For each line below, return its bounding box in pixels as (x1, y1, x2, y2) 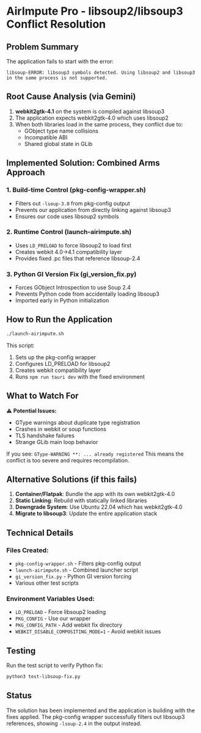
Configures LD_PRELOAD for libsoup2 (15, 360, 111, 367)
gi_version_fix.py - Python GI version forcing (15, 573, 132, 580)
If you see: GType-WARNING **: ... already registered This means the (6, 450, 185, 458)
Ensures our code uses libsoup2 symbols (15, 213, 119, 220)
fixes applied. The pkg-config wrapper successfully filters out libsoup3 (6, 713, 185, 720)
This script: (6, 341, 35, 349)
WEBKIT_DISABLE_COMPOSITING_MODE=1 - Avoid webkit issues (15, 628, 161, 635)
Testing (6, 646, 36, 656)
